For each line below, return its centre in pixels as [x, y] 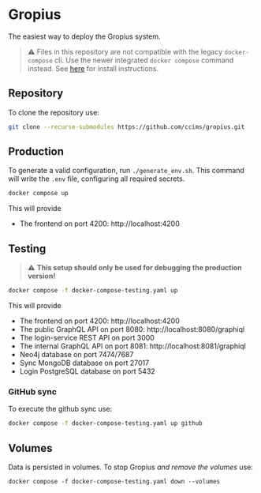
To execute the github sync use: [60, 409]
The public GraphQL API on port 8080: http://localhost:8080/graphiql [132, 329]
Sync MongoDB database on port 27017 [84, 363]
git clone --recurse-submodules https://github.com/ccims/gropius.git [127, 127]
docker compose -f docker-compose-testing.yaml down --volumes [114, 481]
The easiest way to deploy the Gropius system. [84, 36]
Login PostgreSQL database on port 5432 [87, 371]
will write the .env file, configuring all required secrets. [97, 179]
